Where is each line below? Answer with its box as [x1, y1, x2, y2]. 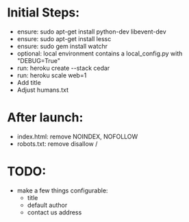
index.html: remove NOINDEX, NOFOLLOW [16, 132, 138, 140]
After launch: [7, 110, 84, 125]
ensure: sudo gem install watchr [16, 42, 108, 50]
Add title [16, 78, 41, 86]
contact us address [27, 208, 82, 217]
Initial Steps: [7, 5, 80, 21]
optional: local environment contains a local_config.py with [16, 49, 183, 58]
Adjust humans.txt [16, 86, 69, 94]
